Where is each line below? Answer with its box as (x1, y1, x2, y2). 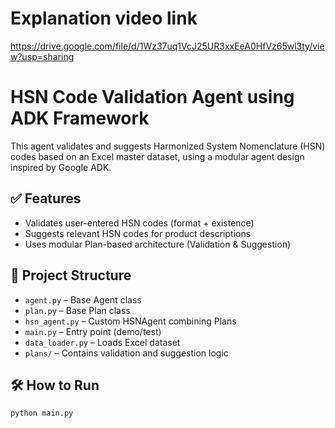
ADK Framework (10, 107, 150, 130)
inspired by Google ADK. (10, 161, 112, 173)
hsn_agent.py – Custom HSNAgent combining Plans (24, 315, 237, 327)
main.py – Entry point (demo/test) (24, 325, 162, 337)
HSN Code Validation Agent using (10, 86, 295, 109)
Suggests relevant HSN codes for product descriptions (24, 227, 252, 239)
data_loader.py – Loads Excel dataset (24, 336, 181, 348)
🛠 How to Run (10, 377, 100, 394)
